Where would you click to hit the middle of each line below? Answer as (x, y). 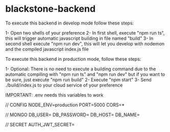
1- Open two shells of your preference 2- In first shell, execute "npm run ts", (85, 33)
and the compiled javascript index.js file (47, 49)
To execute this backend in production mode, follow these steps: (73, 59)
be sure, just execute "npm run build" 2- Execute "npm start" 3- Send (78, 80)
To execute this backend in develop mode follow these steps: (70, 23)
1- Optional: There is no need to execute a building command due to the (81, 69)
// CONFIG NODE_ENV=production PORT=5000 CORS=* (65, 104)
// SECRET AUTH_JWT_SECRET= (40, 124)
